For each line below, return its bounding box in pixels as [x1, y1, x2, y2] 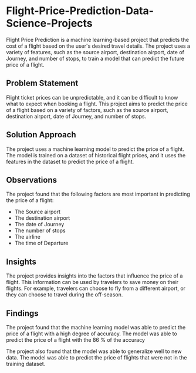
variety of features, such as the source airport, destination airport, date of [6, 48, 185, 55]
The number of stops [14, 227, 66, 234]
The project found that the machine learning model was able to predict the [6, 324, 186, 331]
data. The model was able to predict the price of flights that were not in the [6, 354, 187, 361]
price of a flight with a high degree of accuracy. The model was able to [6, 330, 177, 337]
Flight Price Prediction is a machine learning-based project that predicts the [6, 36, 190, 43]
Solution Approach [6, 130, 76, 140]
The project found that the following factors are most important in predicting [6, 190, 191, 198]
